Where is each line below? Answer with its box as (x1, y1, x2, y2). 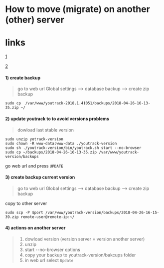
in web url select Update (24, 257, 74, 263)
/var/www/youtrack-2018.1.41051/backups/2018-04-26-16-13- (25, 101, 151, 106)
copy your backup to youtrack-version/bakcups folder (24, 251, 136, 258)
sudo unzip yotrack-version (5, 136, 64, 141)
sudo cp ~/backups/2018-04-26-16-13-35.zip (5, 149, 97, 154)
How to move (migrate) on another (5, 3, 151, 15)
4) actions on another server (5, 225, 66, 231)
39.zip (5, 214, 19, 219)
